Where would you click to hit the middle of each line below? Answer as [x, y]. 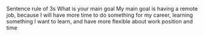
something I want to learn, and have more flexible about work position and [100, 21]
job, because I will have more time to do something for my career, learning [100, 15]
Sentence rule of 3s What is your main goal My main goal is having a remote [102, 9]
